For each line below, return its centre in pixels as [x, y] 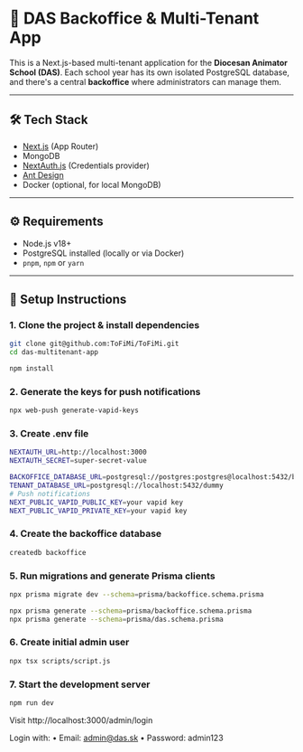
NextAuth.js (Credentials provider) [86, 165]
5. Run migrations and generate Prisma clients [112, 576]
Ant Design [43, 174]
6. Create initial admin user [69, 643]
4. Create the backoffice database [86, 534]
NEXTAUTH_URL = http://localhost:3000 [78, 452]
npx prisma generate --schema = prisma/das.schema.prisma [116, 619]
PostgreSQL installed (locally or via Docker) [103, 253]
